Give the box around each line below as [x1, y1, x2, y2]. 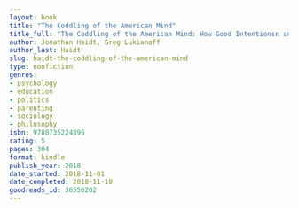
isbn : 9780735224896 [9, 128, 86, 137]
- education [9, 87, 53, 96]
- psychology [9, 79, 58, 88]
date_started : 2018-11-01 [9, 169, 105, 178]
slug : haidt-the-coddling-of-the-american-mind [9, 54, 189, 63]
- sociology [9, 112, 53, 120]
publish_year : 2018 [9, 161, 82, 170]
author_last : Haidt [9, 46, 82, 55]
